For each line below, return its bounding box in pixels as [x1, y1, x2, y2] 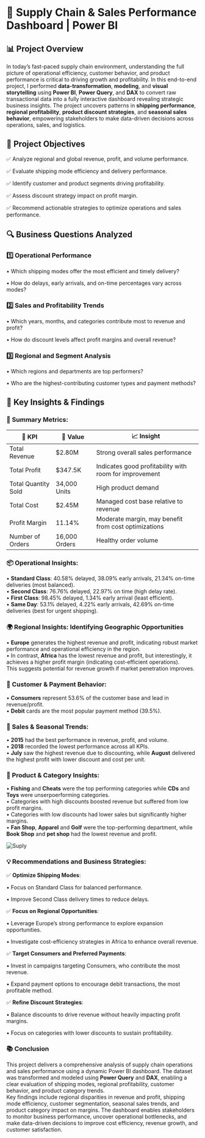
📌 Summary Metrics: [6, 416, 68, 424]
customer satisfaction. [6, 1126, 63, 1133]
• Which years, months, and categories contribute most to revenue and [6, 317, 185, 325]
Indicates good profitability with [96, 461, 187, 470]
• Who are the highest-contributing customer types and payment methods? [6, 380, 196, 387]
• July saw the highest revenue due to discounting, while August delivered [6, 749, 195, 757]
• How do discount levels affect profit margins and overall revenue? [6, 336, 176, 343]
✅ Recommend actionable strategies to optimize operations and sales [6, 204, 182, 211]
